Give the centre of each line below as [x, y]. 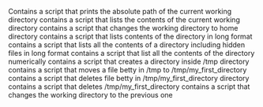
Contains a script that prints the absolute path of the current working [120, 11]
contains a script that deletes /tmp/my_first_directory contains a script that [129, 87]
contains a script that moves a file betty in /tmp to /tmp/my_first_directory [128, 70]
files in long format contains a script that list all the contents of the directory [131, 53]
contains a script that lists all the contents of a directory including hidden [127, 45]
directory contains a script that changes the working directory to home [123, 28]
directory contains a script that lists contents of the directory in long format [130, 36]
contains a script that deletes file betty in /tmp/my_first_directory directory [129, 78]
